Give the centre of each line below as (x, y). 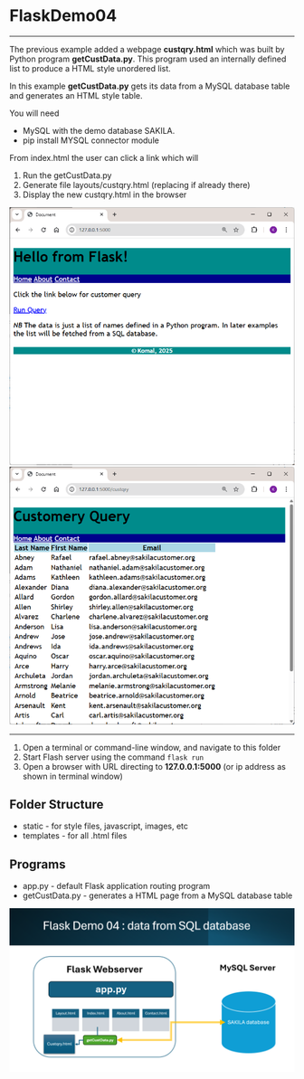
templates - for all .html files (75, 836)
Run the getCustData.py (67, 175)
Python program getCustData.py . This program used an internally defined (148, 59)
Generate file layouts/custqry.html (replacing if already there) (136, 185)
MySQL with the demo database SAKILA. (99, 130)
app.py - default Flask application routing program (116, 886)
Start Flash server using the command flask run (113, 757)
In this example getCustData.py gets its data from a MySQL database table (150, 86)
